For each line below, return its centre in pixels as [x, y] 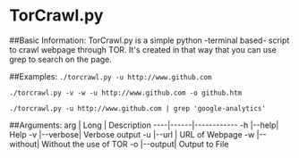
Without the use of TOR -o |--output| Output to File [135, 144]
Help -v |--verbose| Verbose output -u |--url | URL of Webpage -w [132, 134]
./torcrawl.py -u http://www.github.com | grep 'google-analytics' [138, 108]
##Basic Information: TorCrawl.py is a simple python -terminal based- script [149, 40]
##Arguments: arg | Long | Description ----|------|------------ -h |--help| [144, 125]
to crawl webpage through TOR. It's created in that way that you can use [143, 49]
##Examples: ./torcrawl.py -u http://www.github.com [111, 76]
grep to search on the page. [60, 59]
